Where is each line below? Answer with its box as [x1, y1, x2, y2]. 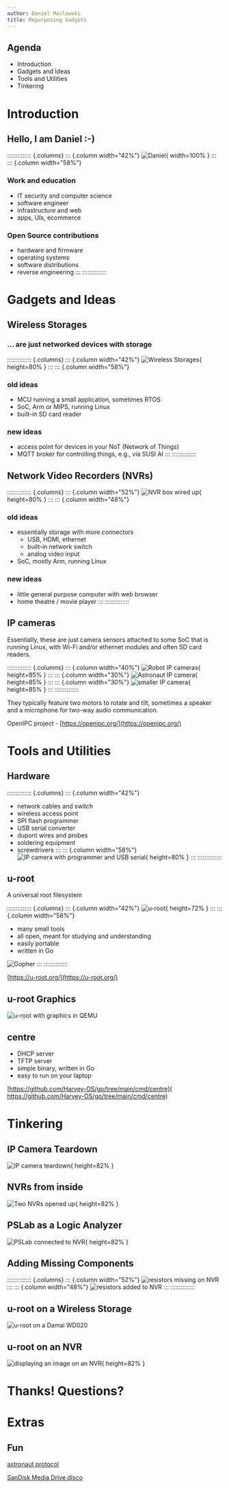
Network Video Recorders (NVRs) [7, 469, 154, 481]
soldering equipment [16, 838, 76, 846]
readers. [7, 650, 31, 658]
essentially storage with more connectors [16, 528, 134, 536]
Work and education [7, 176, 77, 185]
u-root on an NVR [7, 1341, 83, 1353]
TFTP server [16, 1057, 53, 1065]
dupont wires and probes [16, 831, 88, 839]
